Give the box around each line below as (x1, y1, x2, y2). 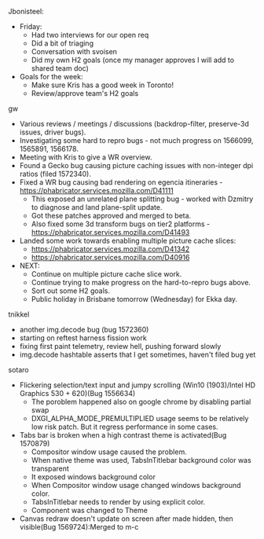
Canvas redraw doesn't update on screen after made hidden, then (19, 514, 233, 523)
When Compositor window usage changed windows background (31, 481, 241, 489)
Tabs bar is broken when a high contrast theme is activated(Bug (19, 431, 227, 439)
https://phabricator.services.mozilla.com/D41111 (19, 186, 174, 195)
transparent (31, 464, 69, 473)
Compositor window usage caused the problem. (31, 447, 187, 456)
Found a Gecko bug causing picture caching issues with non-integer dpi (19, 161, 254, 170)
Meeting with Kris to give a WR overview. (19, 152, 152, 162)
